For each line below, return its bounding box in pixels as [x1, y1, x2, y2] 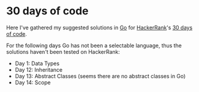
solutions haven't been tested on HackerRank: [6, 48, 120, 55]
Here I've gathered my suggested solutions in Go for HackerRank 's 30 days [6, 24, 193, 31]
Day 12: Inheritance [14, 66, 63, 73]
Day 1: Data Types [14, 60, 60, 67]
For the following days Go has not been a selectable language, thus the [6, 42, 182, 49]
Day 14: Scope [14, 79, 51, 86]
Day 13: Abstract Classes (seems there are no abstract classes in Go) [14, 72, 186, 79]
